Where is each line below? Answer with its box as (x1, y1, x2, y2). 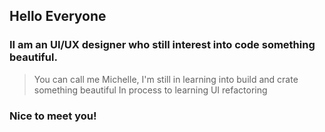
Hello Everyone (9, 8, 107, 25)
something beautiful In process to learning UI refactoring (33, 84, 268, 96)
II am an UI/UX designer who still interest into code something (9, 38, 316, 52)
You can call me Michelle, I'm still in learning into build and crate (33, 73, 299, 85)
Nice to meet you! (9, 109, 97, 123)
